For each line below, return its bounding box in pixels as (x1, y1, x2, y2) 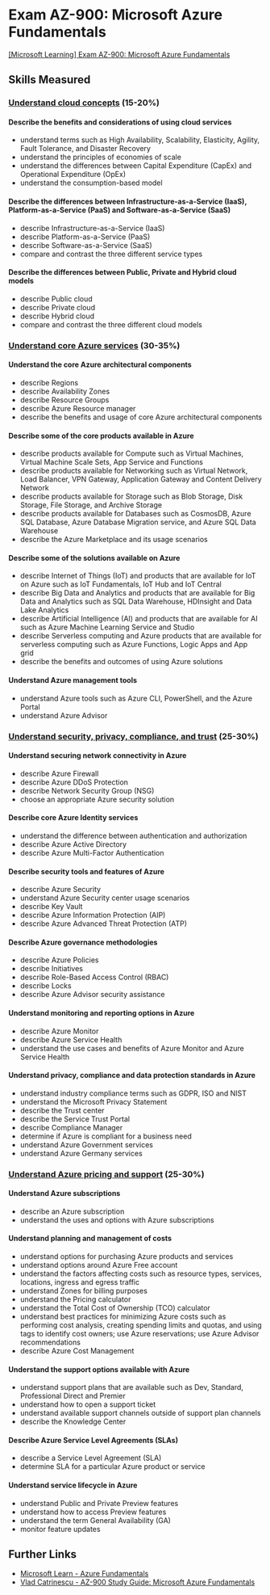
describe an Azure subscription (19, 1206, 125, 1216)
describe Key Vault (19, 902, 83, 911)
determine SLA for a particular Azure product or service (19, 1462, 206, 1471)
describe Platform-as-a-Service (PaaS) (19, 232, 151, 242)
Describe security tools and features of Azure (8, 866, 165, 876)
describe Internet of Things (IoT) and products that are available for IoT (19, 571, 256, 581)
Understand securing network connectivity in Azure (8, 751, 187, 760)
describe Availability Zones (19, 386, 110, 396)
